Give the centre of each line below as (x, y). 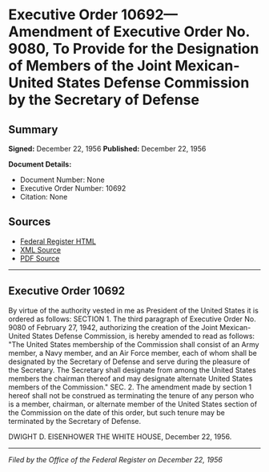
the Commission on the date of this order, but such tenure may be (117, 412)
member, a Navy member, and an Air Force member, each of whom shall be (133, 353)
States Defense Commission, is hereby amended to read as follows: (143, 336)
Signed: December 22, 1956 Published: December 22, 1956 (107, 149)
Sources (30, 222)
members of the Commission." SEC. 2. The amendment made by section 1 (130, 387)
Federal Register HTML (58, 241)
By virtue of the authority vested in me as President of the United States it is (133, 310)
